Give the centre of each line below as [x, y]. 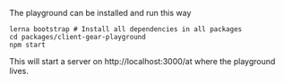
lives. [19, 71]
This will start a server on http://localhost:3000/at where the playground [142, 61]
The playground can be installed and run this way [100, 13]
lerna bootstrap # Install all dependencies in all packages [126, 29]
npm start [28, 45]
